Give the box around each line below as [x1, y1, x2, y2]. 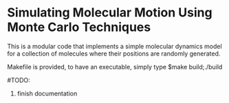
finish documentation [17, 89, 78, 98]
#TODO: [7, 76, 31, 84]
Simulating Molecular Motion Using [7, 5, 212, 21]
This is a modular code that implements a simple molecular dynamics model [7, 42, 222, 50]
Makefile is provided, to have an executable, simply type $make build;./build [7, 62, 223, 71]
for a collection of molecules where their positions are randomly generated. [7, 49, 221, 58]
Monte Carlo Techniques [7, 19, 151, 35]
